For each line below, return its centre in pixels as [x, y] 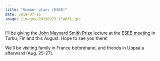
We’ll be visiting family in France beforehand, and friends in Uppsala [75, 48]
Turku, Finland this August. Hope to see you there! [56, 38]
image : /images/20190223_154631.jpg [43, 19]
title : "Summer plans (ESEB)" [36, 10]
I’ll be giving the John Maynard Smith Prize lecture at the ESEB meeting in [80, 33]
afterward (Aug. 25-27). [29, 53]
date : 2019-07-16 [23, 14]
